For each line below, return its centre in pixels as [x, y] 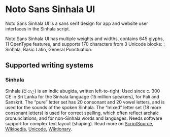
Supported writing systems [49, 65]
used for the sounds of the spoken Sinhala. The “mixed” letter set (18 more [83, 107]
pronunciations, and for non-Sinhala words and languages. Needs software [84, 118]
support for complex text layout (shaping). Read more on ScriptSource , [79, 123]
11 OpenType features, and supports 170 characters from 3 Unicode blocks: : [85, 44]
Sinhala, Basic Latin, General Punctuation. [49, 49]
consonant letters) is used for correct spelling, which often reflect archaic [82, 113]
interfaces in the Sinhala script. [38, 28]
